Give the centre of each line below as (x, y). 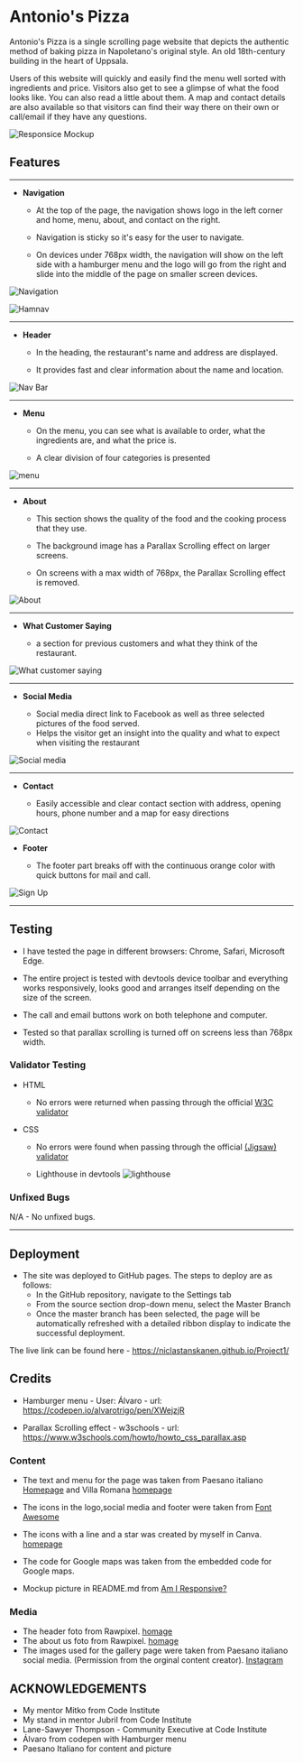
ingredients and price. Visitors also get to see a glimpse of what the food (144, 88)
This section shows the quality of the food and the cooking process (161, 518)
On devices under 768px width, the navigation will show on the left (160, 254)
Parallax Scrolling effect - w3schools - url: (101, 1427)
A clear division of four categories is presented (123, 457)
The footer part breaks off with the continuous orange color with (156, 865)
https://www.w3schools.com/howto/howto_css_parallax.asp (134, 1437)
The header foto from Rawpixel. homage (97, 1631)
